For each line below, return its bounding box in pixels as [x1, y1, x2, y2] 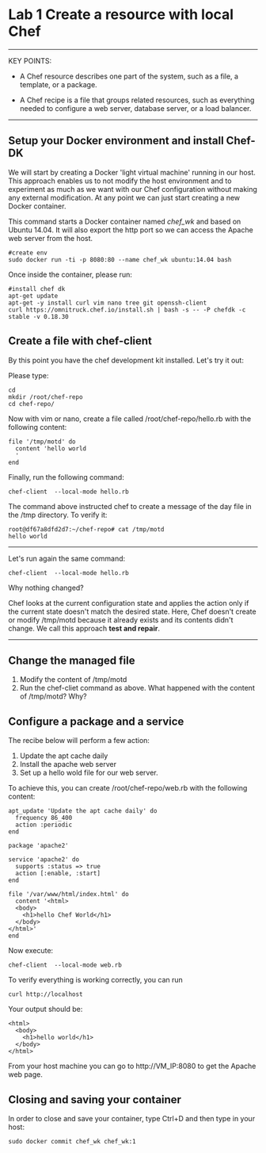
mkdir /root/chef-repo [8, 393, 83, 401]
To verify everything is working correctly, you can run [8, 975, 184, 985]
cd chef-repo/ [8, 400, 55, 408]
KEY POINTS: [8, 56, 52, 65]
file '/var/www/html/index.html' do [8, 891, 129, 898]
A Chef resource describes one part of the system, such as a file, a [19, 71, 239, 81]
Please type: [8, 370, 49, 380]
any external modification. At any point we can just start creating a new [8, 193, 241, 202]
